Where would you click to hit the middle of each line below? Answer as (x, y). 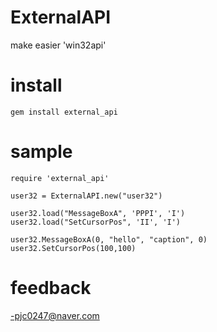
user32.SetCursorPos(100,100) (73, 248)
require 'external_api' (60, 178)
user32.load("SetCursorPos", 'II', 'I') (96, 222)
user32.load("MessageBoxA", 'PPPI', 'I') (98, 213)
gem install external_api (64, 112)
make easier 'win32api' (58, 45)
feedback (51, 288)
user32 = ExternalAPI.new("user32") (86, 196)
